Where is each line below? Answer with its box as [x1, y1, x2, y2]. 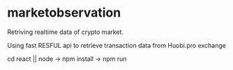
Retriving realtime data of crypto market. [7, 28, 124, 36]
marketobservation [7, 5, 121, 21]
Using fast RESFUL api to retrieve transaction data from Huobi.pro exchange [7, 41, 227, 49]
